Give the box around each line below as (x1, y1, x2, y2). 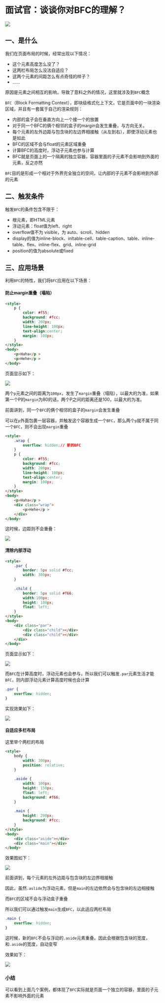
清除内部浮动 (5, 547, 31, 553)
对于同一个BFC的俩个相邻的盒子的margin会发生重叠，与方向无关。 (12, 122, 147, 129)
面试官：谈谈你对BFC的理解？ (5, 4, 126, 16)
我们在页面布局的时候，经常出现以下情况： (5, 50, 92, 56)
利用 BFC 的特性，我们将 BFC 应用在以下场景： (5, 277, 92, 283)
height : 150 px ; (23, 786, 54, 791)
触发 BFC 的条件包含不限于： (5, 206, 60, 212)
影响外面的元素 (13, 993, 44, 999)
